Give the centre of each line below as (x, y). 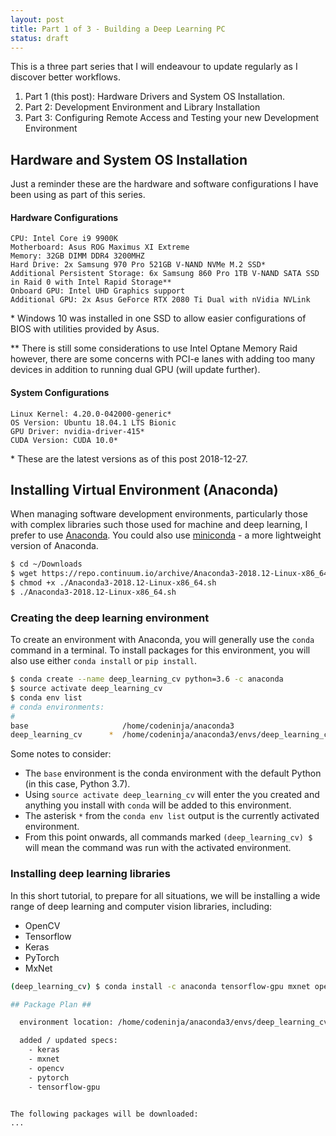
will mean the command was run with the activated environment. (158, 848)
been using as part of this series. (78, 195)
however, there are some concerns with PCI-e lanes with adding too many (163, 359)
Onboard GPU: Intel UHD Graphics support (98, 291)
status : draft (40, 38)
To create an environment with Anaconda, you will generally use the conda (162, 640)
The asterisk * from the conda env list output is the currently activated (172, 816)
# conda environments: (57, 707)
